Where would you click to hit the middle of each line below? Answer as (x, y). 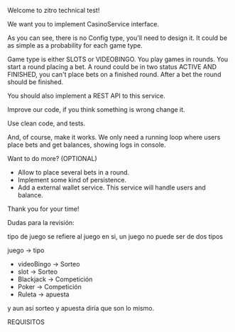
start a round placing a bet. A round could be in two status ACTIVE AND (112, 67)
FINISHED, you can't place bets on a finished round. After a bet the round (114, 74)
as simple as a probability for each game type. (75, 45)
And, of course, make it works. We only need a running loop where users (114, 137)
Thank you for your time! (43, 209)
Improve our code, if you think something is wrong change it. (97, 109)
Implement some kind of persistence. (72, 180)
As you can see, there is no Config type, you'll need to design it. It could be (117, 38)
